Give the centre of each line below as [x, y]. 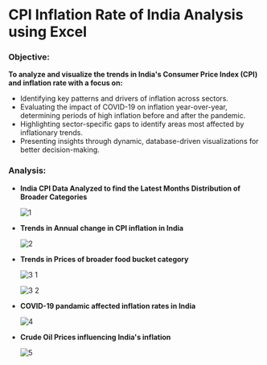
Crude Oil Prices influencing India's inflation [95, 337]
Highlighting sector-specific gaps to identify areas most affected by [132, 124]
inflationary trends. [51, 133]
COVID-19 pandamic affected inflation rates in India [108, 306]
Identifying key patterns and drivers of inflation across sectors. [124, 99]
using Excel [47, 32]
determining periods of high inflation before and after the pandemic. [133, 116]
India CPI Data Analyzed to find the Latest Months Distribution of [130, 188]
